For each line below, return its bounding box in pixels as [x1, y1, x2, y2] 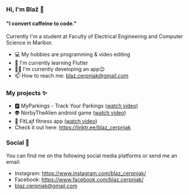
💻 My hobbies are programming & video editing [14, 51, 130, 58]
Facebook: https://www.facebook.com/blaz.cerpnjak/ [14, 176, 144, 183]
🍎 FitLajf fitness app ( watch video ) [14, 117, 98, 125]
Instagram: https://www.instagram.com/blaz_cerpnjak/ [14, 170, 146, 177]
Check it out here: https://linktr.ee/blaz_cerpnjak [14, 124, 131, 131]
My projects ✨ [6, 89, 47, 97]
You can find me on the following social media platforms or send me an [6, 152, 177, 159]
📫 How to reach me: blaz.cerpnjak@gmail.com [14, 72, 129, 79]
